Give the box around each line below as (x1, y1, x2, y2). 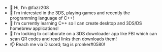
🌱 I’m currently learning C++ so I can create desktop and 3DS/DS (9, 20, 142, 26)
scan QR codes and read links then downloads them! (9, 36, 117, 42)
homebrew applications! (9, 26, 59, 31)
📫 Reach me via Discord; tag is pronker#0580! (9, 42, 105, 47)
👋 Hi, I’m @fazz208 (9, 5, 49, 10)
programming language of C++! (9, 15, 74, 21)
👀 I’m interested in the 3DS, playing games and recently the (9, 10, 130, 16)
